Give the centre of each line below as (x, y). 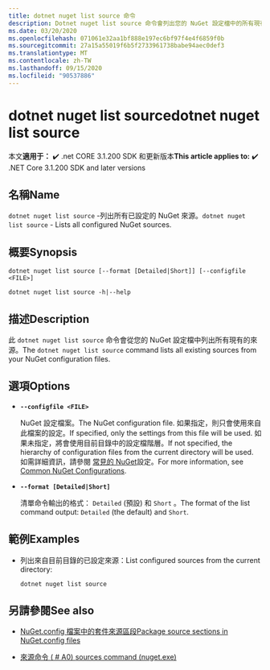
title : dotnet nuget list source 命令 (72, 16)
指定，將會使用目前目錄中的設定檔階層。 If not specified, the (133, 443)
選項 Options (39, 386)
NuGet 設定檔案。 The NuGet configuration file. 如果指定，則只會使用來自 (141, 423)
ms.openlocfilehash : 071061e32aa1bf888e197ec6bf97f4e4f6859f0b (117, 38)
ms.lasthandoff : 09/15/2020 (55, 68)
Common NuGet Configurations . (73, 470)
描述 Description (49, 319)
